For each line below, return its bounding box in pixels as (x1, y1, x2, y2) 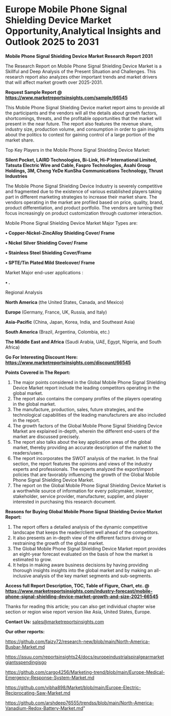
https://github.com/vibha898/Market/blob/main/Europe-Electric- (5, 684, 141, 690)
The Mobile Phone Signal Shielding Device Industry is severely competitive (5, 183, 163, 189)
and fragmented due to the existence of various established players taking (5, 188, 162, 195)
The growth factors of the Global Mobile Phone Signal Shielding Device (12, 422, 162, 428)
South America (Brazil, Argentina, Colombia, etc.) (5, 328, 110, 335)
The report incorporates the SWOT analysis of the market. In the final (12, 455, 158, 461)
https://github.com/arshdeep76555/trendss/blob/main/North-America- (5, 700, 154, 706)
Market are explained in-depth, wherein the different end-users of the (12, 428, 160, 434)
